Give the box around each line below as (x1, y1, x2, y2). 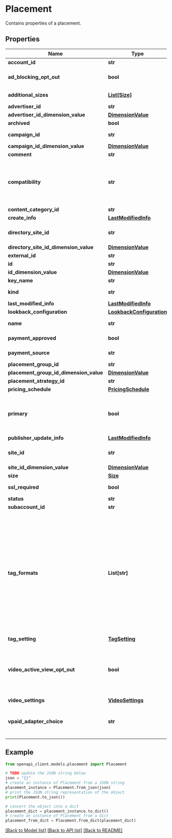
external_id (8, 252, 36, 259)
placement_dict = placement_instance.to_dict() (5, 808, 109, 814)
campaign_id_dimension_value (8, 142, 84, 149)
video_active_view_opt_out (8, 666, 75, 673)
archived (8, 119, 30, 126)
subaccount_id (8, 503, 45, 510)
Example (5, 748, 34, 757)
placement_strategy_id (8, 377, 65, 384)
